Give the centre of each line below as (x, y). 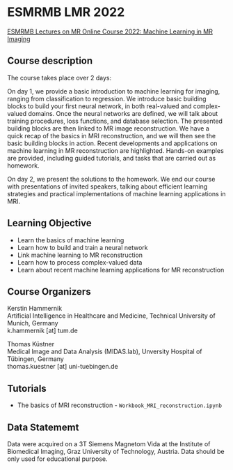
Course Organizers (49, 292)
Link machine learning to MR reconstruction (80, 255)
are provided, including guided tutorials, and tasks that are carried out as (112, 158)
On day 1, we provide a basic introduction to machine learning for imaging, (114, 91)
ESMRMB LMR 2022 (66, 12)
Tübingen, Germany (35, 359)
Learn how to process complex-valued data (80, 262)
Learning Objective (49, 223)
